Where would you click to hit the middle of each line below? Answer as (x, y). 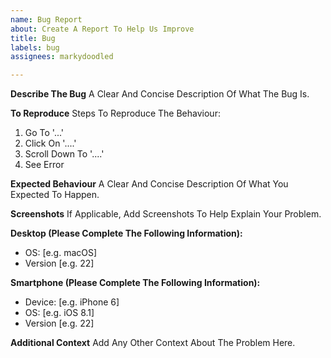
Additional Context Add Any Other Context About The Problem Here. (153, 343)
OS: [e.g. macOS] (61, 253)
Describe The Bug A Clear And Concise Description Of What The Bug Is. (160, 94)
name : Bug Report (46, 19)
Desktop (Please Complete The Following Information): (126, 233)
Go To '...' (44, 133)
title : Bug (33, 38)
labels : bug (35, 47)
